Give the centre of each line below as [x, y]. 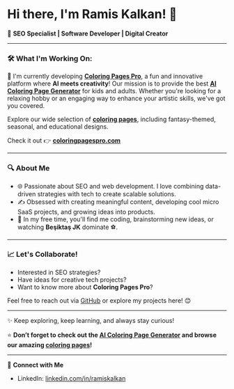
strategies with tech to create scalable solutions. [107, 193]
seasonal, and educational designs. [58, 127]
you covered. [26, 106]
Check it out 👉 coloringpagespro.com [64, 141]
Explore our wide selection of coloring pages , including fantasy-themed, [111, 119]
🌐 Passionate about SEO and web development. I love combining [110, 186]
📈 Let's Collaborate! [42, 255]
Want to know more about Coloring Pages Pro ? [85, 287]
